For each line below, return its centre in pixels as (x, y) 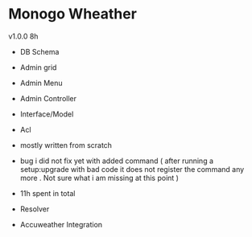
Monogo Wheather (72, 14)
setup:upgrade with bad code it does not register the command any (132, 169)
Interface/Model (47, 114)
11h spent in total (48, 193)
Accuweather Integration (61, 224)
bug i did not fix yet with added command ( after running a (117, 161)
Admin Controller (48, 98)
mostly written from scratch (66, 145)
